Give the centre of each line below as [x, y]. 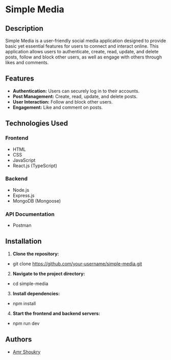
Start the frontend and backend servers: [56, 313]
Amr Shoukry [27, 352]
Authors [19, 339]
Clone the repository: [36, 254]
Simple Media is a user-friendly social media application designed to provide [86, 41]
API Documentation [30, 214]
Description [24, 28]
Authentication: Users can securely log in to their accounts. [76, 91]
